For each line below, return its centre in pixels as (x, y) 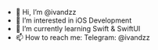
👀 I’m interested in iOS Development (74, 20)
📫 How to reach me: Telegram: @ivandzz (83, 37)
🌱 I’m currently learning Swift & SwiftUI (78, 29)
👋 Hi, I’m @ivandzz (46, 12)
